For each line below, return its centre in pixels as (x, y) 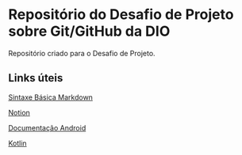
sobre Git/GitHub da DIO (89, 31)
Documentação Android (47, 127)
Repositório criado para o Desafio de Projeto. (82, 53)
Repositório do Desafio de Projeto (121, 15)
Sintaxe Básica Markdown (51, 97)
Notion (19, 112)
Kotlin (17, 143)
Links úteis (36, 78)
